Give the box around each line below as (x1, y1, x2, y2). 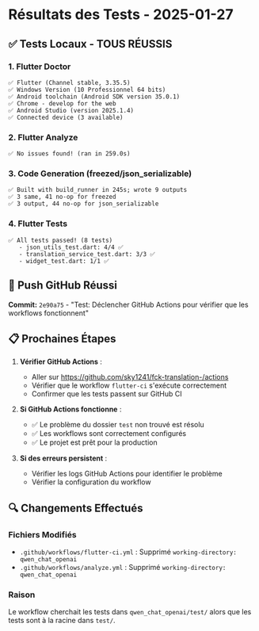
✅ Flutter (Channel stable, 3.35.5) (8, 78, 131, 86)
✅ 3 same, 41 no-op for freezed (8, 193, 116, 201)
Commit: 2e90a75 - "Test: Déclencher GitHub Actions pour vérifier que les (8, 300, 249, 309)
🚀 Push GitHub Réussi (8, 279, 117, 293)
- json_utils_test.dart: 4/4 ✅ (18, 243, 124, 251)
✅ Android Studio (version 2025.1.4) (8, 106, 135, 114)
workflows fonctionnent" (8, 308, 90, 318)
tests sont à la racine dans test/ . (8, 616, 116, 625)
